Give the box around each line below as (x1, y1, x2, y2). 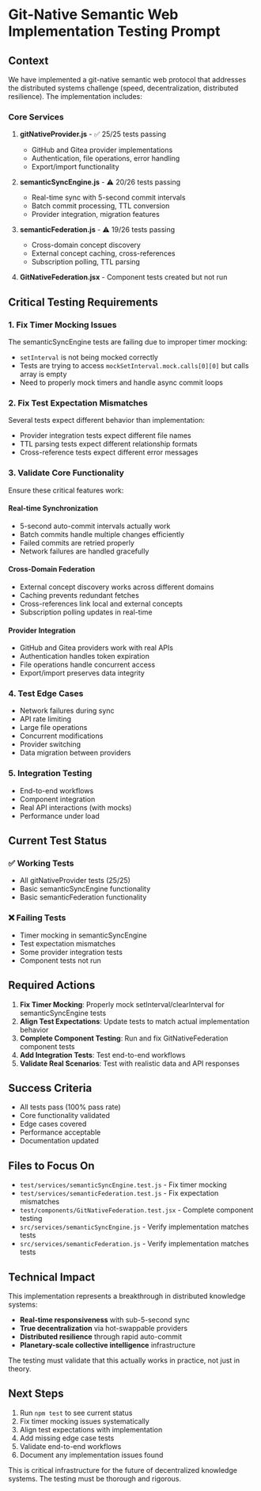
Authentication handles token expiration (19, 652, 150, 661)
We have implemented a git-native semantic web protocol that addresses (8, 75, 247, 84)
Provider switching (19, 740, 81, 749)
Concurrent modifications (19, 731, 104, 741)
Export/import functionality (31, 162, 120, 172)
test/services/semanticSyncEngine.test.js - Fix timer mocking (19, 1180, 227, 1189)
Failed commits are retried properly (19, 538, 134, 547)
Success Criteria (8, 1081, 93, 1094)
